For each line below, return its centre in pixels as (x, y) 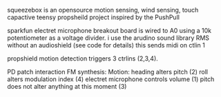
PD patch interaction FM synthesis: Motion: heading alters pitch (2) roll (108, 72)
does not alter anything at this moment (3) (67, 86)
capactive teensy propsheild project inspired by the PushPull (93, 17)
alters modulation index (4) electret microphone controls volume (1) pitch (111, 79)
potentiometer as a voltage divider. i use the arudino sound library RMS (108, 38)
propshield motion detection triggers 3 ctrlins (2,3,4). (83, 58)
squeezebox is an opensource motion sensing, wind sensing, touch (103, 10)
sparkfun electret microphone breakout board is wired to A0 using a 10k (109, 31)
